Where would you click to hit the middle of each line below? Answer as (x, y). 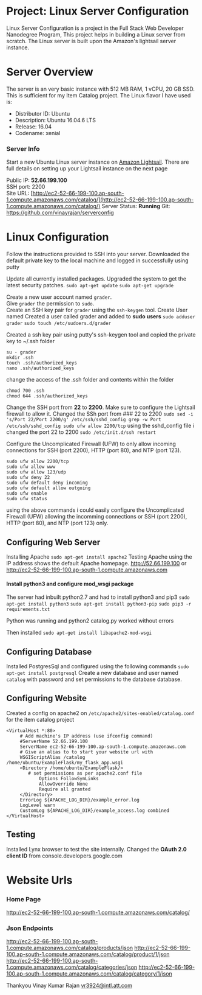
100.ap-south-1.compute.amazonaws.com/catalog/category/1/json (89, 974)
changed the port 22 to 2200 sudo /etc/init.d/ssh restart (81, 432)
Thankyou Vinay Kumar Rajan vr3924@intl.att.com (69, 986)
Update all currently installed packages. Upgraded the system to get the (96, 279)
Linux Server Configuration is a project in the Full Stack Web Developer (95, 28)
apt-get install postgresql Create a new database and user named (93, 672)
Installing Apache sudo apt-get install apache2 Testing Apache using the (99, 557)
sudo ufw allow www (31, 467)
